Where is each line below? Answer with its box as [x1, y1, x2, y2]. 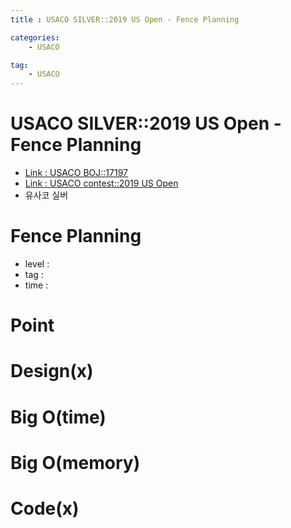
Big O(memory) [10, 451, 141, 474]
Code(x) [10, 497, 80, 520]
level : [24, 258, 50, 270]
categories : [10, 32, 60, 43]
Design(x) [10, 360, 94, 383]
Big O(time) [10, 406, 107, 428]
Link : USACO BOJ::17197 [24, 167, 128, 179]
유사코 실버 [24, 189, 69, 201]
